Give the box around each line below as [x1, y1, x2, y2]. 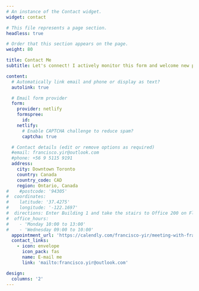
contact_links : [11, 238, 49, 244]
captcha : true [21, 134, 57, 140]
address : [11, 161, 33, 167]
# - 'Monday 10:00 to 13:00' [6, 221, 86, 227]
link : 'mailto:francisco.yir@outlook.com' [21, 260, 129, 266]
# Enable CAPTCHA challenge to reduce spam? [21, 128, 134, 134]
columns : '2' [11, 276, 44, 282]
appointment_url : [11, 232, 54, 238]
